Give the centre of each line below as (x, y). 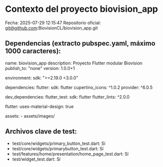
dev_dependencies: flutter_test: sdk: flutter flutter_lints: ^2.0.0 (68, 97)
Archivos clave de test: (41, 132)
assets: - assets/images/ (30, 116)
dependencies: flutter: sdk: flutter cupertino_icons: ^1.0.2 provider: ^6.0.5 (79, 87)
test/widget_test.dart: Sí (36, 159)
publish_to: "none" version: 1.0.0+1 (40, 68)
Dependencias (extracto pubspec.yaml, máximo (80, 44)
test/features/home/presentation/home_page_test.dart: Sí (70, 154)
